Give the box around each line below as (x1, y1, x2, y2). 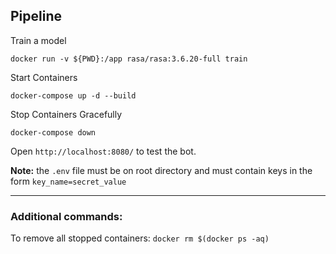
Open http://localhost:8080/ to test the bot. (10, 145, 197, 157)
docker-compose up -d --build (10, 90, 137, 101)
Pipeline (10, 8, 63, 25)
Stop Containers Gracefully (10, 108, 123, 120)
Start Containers (10, 71, 78, 83)
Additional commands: (10, 209, 123, 223)
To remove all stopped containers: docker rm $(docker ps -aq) (10, 232, 270, 244)
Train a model (10, 34, 67, 46)
